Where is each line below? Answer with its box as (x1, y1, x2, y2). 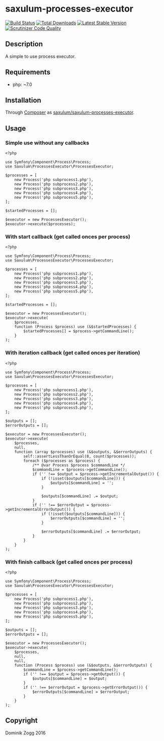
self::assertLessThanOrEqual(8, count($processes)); (23, 454, 137, 459)
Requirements (5, 68, 50, 76)
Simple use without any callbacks (5, 139, 89, 146)
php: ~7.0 (12, 81, 32, 88)
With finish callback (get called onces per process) (5, 558, 133, 565)
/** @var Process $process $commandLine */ (32, 462, 125, 468)
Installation (5, 96, 41, 104)
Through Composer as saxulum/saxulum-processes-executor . (5, 109, 135, 115)
